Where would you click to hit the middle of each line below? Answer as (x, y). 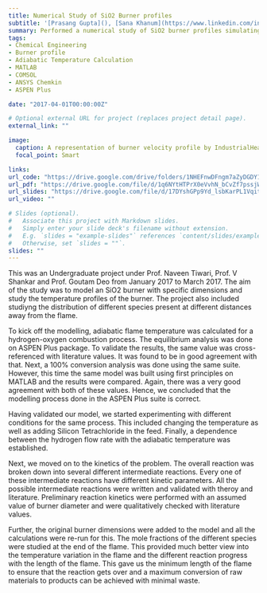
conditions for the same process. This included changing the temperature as (133, 422)
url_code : (25, 177)
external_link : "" (39, 126)
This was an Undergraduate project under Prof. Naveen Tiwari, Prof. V (123, 273)
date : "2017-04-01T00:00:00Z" (58, 104)
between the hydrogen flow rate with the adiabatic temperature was (119, 440)
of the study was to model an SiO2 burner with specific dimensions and (125, 290)
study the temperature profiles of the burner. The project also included (124, 299)
